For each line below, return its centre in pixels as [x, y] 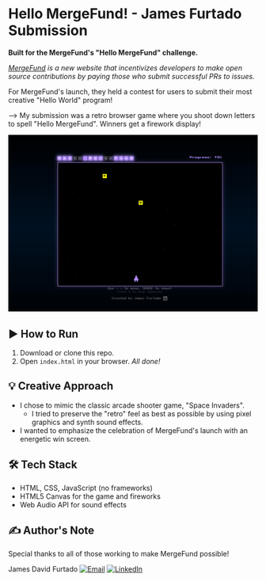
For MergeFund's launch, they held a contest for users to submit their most [130, 91]
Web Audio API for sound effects [73, 504]
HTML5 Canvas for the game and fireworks [90, 496]
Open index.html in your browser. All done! [90, 362]
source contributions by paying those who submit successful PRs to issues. [131, 76]
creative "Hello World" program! [61, 100]
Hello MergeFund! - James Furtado [125, 14]
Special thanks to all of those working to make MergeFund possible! [119, 553]
